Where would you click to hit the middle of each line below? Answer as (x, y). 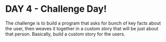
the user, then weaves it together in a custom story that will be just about (82, 28)
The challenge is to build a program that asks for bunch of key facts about (83, 23)
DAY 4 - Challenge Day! (56, 9)
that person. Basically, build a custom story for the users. (65, 34)
